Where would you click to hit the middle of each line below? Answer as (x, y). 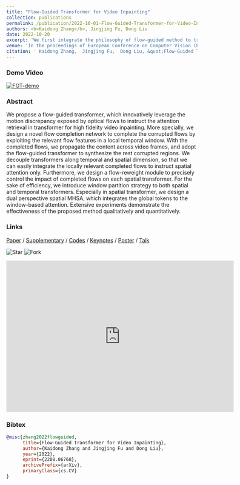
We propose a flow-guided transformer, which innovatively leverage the (96, 115)
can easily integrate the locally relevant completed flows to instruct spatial (99, 166)
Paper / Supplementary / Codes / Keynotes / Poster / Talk (78, 240)
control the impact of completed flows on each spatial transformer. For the (99, 179)
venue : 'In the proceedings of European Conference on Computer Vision (98, 46)
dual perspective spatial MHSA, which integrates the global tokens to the (97, 198)
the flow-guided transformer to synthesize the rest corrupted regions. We (98, 153)
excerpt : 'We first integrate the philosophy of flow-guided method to (98, 40)
